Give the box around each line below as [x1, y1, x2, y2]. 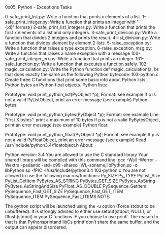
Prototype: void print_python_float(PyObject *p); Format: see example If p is [5, 132, 159, 137]
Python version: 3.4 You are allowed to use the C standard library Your [5, 152, 148, 157]
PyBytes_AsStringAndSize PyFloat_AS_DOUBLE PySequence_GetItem [5, 183, 147, 189]
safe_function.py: [5, 61, 40, 67]
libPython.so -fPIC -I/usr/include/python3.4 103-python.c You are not [5, 167, 146, 173]
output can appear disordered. [5, 224, 67, 230]
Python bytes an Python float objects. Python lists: [5, 82, 107, 88]
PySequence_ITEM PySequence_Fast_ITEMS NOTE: [5, 194, 111, 199]
